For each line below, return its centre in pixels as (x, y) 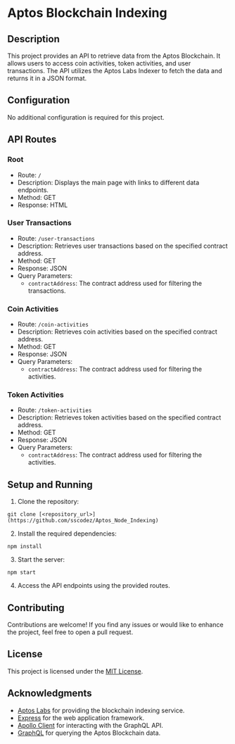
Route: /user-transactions (56, 238)
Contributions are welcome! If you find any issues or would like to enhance (115, 625)
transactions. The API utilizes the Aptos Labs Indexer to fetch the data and (115, 71)
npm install (25, 547)
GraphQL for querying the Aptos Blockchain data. (89, 733)
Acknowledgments (50, 694)
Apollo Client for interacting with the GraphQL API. (90, 725)
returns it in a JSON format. (47, 78)
